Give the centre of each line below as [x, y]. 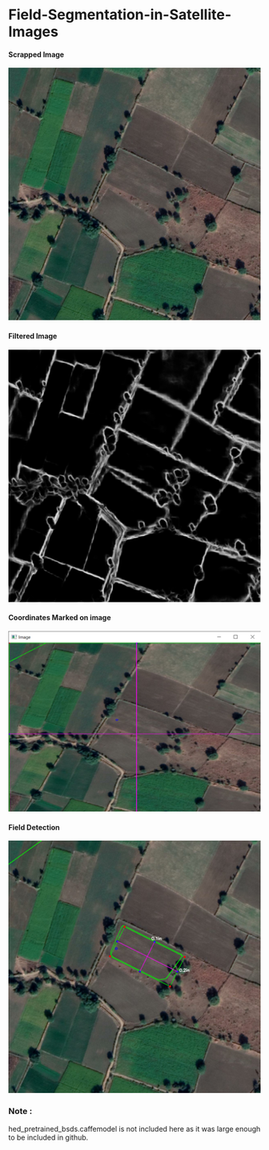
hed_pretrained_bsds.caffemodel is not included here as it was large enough [134, 1128]
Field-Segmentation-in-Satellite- [120, 15]
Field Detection [34, 827]
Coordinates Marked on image [60, 618]
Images [33, 32]
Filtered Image [33, 336]
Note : [20, 1112]
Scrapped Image [36, 54]
